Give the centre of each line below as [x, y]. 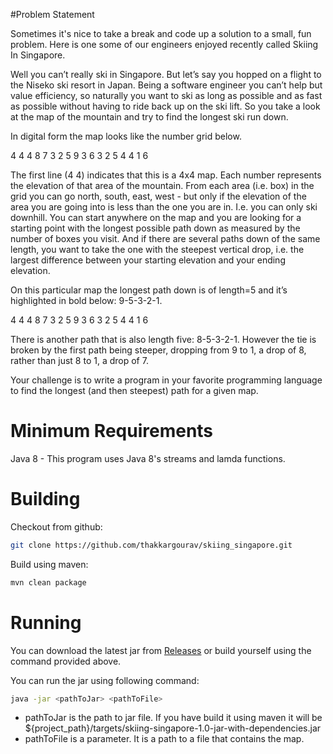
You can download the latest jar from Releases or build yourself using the [161, 650]
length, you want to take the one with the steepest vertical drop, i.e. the [157, 249]
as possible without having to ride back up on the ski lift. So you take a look [165, 106]
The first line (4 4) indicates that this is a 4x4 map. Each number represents [166, 175]
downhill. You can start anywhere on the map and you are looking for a [156, 217]
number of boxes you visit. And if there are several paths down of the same [165, 238]
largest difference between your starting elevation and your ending [148, 260]
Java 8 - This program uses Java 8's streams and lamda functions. [148, 458]
